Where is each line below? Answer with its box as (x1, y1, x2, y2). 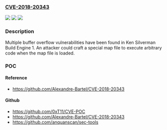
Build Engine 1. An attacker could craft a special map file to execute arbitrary (5, 44, 162, 50)
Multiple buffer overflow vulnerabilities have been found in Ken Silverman (5, 39, 156, 45)
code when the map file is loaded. (5, 50, 75, 56)
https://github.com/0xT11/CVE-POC (12, 108, 86, 114)
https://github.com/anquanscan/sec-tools (12, 119, 99, 125)
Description (5, 28, 34, 35)
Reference (5, 75, 27, 81)
